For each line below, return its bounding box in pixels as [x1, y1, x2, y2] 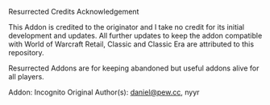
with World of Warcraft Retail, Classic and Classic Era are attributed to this [8, 39, 255, 49]
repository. [8, 48, 44, 57]
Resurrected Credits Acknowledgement [8, 7, 139, 16]
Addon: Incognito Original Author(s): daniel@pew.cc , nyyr [8, 87, 200, 97]
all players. [8, 72, 44, 81]
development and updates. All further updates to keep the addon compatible [8, 31, 263, 40]
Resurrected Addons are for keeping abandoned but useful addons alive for [8, 63, 260, 73]
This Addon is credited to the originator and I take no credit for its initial [8, 22, 244, 31]
